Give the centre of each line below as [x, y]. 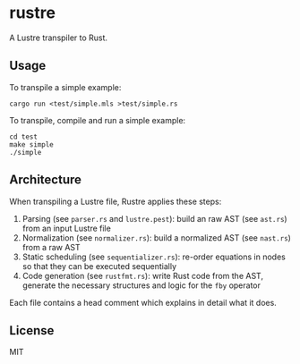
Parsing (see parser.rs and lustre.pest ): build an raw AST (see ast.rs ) [155, 218]
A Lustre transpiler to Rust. [59, 38]
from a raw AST [51, 247]
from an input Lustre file [67, 228]
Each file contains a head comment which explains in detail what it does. [143, 302]
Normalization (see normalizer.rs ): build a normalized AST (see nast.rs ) [156, 237]
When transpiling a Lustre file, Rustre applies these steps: [116, 201]
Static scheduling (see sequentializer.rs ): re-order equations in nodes [154, 257]
